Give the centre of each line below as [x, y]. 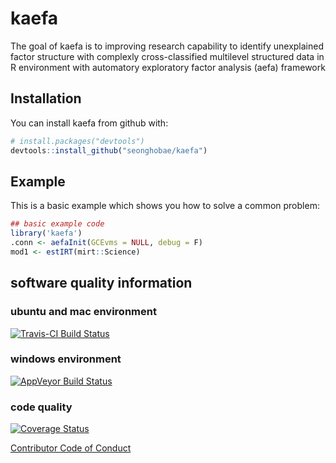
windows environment [66, 359]
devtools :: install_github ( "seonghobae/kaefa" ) [109, 150]
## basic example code [57, 224]
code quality [41, 407]
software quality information [101, 283]
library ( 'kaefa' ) [46, 233]
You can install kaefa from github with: [89, 123]
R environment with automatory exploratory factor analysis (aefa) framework [168, 67]
